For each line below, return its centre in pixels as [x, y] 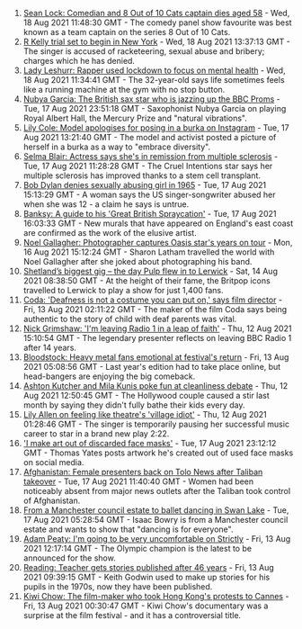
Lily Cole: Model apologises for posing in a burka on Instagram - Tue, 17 [156, 128]
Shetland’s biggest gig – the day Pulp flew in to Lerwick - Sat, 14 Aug [150, 271]
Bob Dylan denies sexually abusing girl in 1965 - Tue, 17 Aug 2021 [145, 185]
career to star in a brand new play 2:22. [96, 434]
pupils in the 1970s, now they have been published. [118, 587]
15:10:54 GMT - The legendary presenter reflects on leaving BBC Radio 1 [157, 338]
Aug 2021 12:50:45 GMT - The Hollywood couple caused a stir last [147, 395]
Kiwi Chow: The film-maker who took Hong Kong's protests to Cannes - [156, 596]
